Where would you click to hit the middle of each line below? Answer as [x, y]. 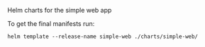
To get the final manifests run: [51, 23]
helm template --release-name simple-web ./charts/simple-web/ [103, 36]
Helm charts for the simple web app [60, 10]
